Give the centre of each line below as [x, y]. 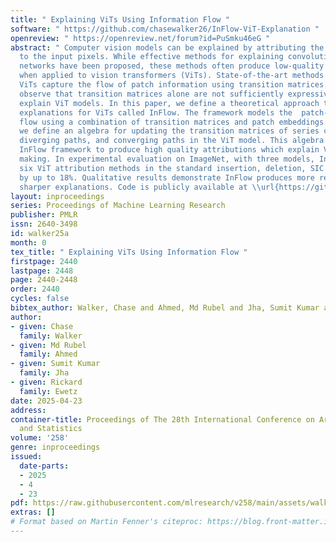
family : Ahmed [48, 354]
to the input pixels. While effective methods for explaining [151, 57]
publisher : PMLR [44, 215]
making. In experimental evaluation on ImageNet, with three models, [167, 159]
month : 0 [28, 242]
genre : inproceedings [55, 447]
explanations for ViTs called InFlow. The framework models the [156, 112]
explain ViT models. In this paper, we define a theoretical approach [169, 103]
